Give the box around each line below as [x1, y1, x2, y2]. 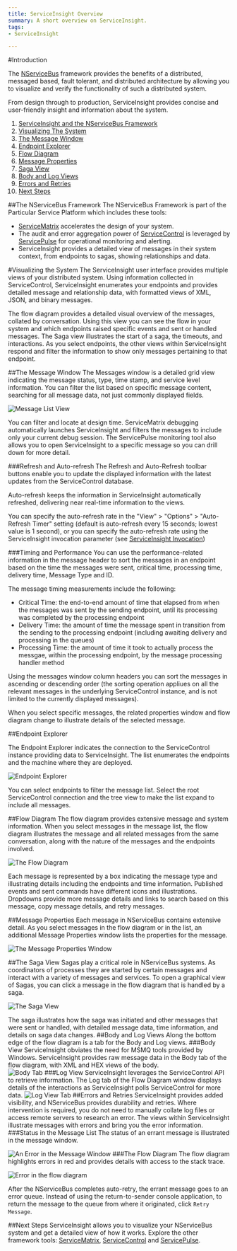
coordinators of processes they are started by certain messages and [8, 966, 207, 974]
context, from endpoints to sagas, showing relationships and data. [18, 252, 211, 260]
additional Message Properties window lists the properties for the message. [8, 931, 228, 940]
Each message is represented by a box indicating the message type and [8, 872, 218, 881]
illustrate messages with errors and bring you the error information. [8, 1121, 203, 1129]
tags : [8, 23, 24, 30]
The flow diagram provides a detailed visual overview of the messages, [8, 309, 215, 318]
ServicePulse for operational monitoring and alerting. [18, 237, 172, 246]
